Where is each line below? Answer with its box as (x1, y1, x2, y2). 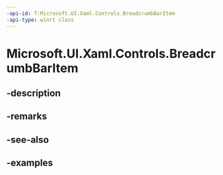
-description (6, 87, 61, 99)
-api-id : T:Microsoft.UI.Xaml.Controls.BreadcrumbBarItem (6, 10, 175, 17)
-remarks (6, 111, 47, 122)
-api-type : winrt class (6, 16, 75, 23)
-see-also (6, 134, 49, 146)
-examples (6, 157, 53, 169)
